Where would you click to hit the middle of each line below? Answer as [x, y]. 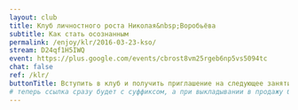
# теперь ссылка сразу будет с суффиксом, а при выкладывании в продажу [146, 91]
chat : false [31, 67]
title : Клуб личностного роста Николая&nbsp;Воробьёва [113, 26]
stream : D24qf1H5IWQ [47, 51]
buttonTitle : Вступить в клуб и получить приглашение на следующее [137, 83]
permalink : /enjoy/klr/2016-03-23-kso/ [83, 42]
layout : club [33, 17]
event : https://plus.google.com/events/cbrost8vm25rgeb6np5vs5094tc [138, 59]
